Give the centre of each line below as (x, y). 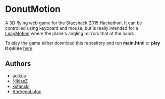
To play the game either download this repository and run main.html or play (83, 43)
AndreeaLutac (27, 91)
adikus (19, 76)
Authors (18, 64)
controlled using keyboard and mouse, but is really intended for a (72, 28)
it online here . (19, 48)
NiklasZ (20, 81)
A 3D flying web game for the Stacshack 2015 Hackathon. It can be (74, 23)
